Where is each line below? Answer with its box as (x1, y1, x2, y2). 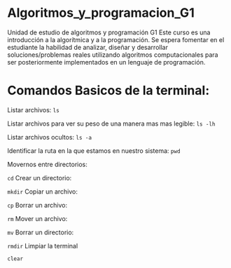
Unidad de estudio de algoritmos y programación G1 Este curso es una (7, 28, 211, 36)
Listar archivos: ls (7, 105, 59, 114)
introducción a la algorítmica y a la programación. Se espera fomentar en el (7, 35, 225, 43)
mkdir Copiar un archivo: (7, 187, 78, 196)
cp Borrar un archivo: (7, 201, 68, 209)
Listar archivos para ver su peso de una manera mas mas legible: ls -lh (7, 119, 216, 128)
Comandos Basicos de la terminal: (7, 83, 210, 99)
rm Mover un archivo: (7, 214, 68, 222)
